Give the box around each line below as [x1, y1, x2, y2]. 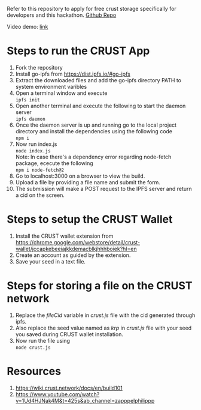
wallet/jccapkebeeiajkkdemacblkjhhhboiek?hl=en [15, 245, 137, 252]
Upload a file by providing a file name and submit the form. [15, 178, 161, 185]
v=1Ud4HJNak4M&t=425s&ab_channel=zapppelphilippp [15, 397, 155, 404]
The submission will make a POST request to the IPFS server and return [15, 185, 192, 192]
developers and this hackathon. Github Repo [7, 11, 117, 19]
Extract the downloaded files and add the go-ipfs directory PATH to [15, 76, 182, 83]
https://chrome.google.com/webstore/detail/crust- [15, 238, 140, 246]
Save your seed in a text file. [15, 258, 86, 265]
